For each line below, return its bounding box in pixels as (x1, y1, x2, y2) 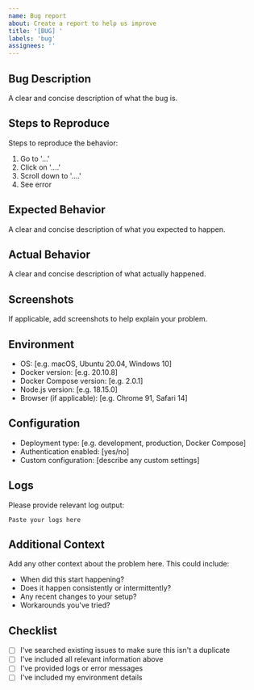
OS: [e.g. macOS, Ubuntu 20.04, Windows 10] (19, 359, 172, 368)
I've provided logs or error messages (19, 663, 144, 673)
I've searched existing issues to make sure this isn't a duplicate (19, 646, 231, 655)
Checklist (8, 624, 58, 637)
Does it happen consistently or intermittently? (19, 583, 172, 593)
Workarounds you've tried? (19, 600, 110, 610)
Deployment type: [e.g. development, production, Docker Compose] (19, 438, 247, 448)
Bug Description (8, 72, 91, 86)
